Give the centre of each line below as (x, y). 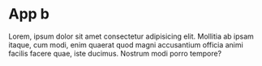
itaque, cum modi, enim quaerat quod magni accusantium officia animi (126, 44)
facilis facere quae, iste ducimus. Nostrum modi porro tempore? (115, 53)
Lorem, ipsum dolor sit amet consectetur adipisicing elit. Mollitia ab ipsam (131, 36)
